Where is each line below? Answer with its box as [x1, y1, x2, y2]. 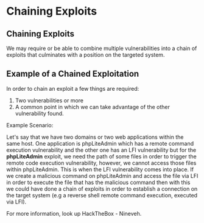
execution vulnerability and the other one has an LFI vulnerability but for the [6, 146, 197, 154]
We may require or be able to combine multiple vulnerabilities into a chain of [6, 44, 197, 52]
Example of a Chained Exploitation [6, 69, 139, 79]
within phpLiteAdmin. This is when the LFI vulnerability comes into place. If [6, 166, 194, 173]
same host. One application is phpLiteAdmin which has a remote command [6, 140, 194, 147]
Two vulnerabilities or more [15, 96, 84, 104]
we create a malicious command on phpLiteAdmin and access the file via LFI [6, 172, 199, 179]
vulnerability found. [15, 110, 64, 117]
